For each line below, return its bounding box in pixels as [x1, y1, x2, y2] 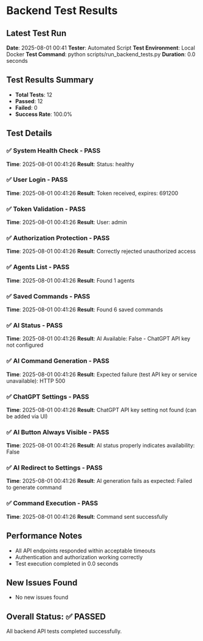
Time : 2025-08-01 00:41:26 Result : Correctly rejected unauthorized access [6, 248, 196, 255]
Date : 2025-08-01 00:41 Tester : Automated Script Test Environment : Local [6, 44, 196, 51]
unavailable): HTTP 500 [6, 377, 66, 385]
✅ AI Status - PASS [6, 321, 63, 330]
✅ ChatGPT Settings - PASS [6, 392, 89, 400]
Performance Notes [6, 531, 83, 541]
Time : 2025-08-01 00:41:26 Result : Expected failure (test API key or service [6, 371, 198, 378]
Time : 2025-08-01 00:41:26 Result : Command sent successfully [6, 513, 168, 520]
